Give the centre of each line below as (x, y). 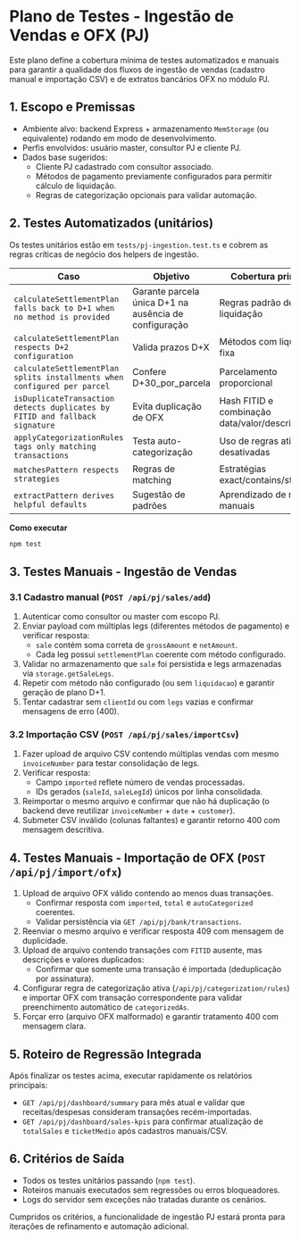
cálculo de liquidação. (76, 186)
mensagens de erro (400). (71, 712)
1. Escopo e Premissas (72, 108)
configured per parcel (62, 386)
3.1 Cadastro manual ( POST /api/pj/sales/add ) (110, 597)
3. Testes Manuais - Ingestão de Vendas (123, 572)
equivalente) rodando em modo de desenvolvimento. (119, 138)
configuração (161, 325)
